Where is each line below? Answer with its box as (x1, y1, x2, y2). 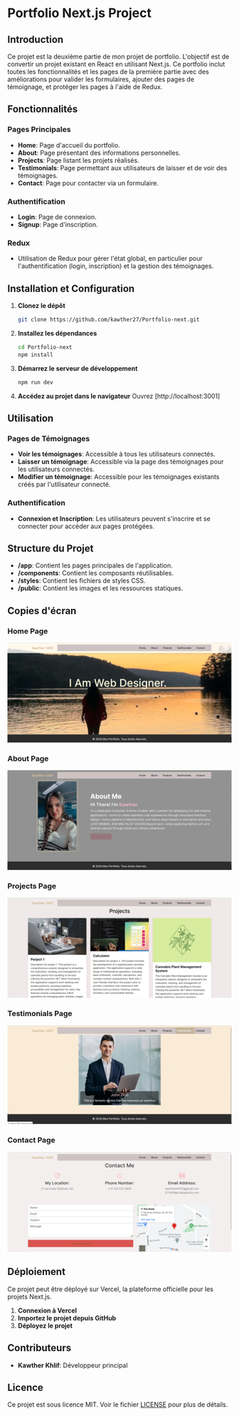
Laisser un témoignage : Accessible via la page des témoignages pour (17, 458, 224, 466)
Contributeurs (7, 1342, 72, 1354)
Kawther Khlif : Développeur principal (17, 1360, 128, 1370)
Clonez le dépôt (17, 302, 65, 310)
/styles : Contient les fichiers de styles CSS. (17, 576, 146, 585)
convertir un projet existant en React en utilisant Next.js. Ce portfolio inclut (7, 60, 225, 68)
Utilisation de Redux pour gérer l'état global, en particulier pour (17, 255, 203, 263)
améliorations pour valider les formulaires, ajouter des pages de (7, 75, 194, 83)
